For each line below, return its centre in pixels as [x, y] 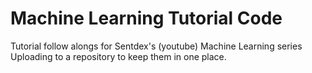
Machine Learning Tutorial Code [146, 18]
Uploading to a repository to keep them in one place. [118, 56]
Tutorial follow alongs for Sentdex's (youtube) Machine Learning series [156, 46]
